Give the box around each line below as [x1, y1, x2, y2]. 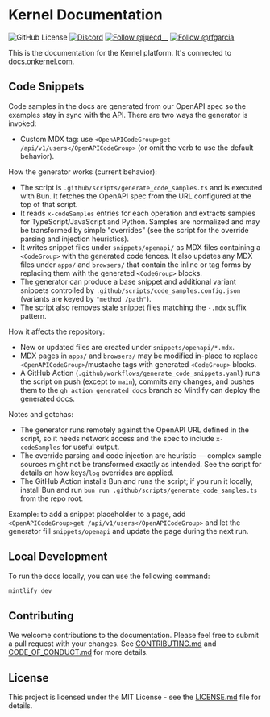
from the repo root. [19, 494, 84, 503]
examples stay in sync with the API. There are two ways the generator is [8, 110, 248, 119]
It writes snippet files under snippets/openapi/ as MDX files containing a [19, 242, 261, 252]
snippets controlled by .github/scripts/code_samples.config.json [19, 285, 241, 295]
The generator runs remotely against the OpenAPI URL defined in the [19, 425, 250, 435]
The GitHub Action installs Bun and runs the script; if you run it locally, [19, 476, 253, 486]
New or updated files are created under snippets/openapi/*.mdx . [19, 342, 235, 352]
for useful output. [61, 442, 120, 452]
